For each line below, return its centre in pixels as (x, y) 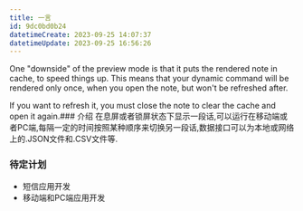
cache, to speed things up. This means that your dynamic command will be (149, 79)
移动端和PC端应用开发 (64, 197)
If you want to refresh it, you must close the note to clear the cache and (142, 106)
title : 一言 (30, 18)
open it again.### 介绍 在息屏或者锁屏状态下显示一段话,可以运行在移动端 (145, 116)
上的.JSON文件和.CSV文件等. (64, 139)
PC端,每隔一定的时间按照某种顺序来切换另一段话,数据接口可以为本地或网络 (156, 128)
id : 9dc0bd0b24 (38, 26)
